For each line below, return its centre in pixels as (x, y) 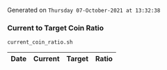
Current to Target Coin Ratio (56, 28)
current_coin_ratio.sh (40, 42)
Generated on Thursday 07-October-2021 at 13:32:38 (84, 10)
